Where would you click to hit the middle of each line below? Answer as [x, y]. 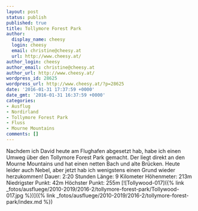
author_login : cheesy [33, 62]
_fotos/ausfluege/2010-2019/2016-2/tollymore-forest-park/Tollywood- [93, 189]
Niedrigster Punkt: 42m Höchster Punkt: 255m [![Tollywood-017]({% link [95, 182]
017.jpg [15, 195]
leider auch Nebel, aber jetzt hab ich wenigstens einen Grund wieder [91, 170]
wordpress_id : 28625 [32, 78]
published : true [26, 23]
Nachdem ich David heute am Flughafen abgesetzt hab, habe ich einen [94, 151]
